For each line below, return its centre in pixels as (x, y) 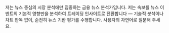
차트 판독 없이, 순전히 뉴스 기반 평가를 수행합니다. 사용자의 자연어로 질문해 (78, 20)
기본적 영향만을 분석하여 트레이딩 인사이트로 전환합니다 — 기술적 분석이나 (91, 13)
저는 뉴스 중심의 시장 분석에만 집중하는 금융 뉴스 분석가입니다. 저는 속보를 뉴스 (82, 7)
